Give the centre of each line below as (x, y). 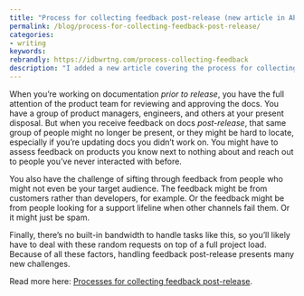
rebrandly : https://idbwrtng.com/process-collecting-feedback (129, 60)
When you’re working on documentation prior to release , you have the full (147, 94)
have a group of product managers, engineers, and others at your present (147, 113)
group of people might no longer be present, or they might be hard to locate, (152, 132)
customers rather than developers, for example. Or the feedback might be (147, 198)
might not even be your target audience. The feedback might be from (138, 188)
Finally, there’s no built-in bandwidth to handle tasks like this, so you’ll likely (150, 234)
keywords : (28, 52)
